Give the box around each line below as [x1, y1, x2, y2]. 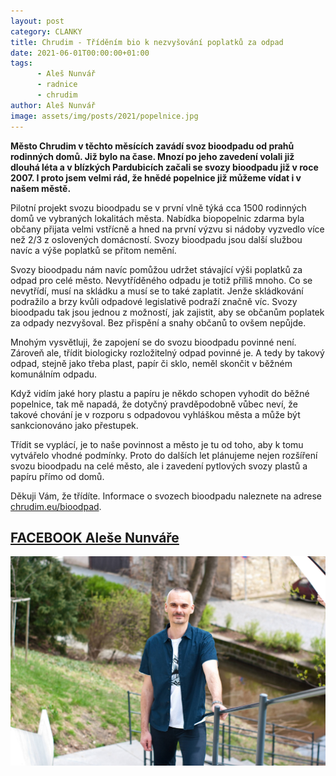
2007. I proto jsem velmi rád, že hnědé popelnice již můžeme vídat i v [10, 171, 302, 184]
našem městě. [10, 182, 72, 194]
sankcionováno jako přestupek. [10, 419, 139, 431]
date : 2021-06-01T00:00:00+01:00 [10, 48, 150, 58]
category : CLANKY [10, 26, 83, 37]
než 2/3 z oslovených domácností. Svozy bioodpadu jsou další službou [10, 233, 303, 245]
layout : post [10, 16, 65, 26]
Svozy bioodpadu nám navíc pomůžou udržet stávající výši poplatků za [10, 263, 303, 275]
